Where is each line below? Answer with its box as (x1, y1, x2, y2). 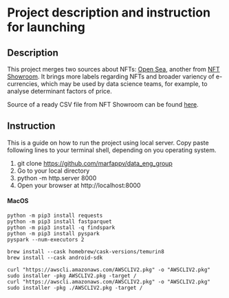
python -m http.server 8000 (17, 173, 97, 182)
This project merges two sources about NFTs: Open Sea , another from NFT (7, 65, 220, 73)
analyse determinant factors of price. (7, 87, 112, 95)
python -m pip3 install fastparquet (7, 218, 112, 225)
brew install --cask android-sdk (7, 255, 103, 262)
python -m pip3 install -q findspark (7, 224, 116, 231)
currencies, (7, 80, 40, 87)
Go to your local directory (17, 167, 90, 175)
